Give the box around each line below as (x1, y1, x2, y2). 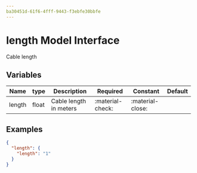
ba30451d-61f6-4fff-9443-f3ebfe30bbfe (6, 8, 101, 15)
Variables (6, 70, 42, 79)
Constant (133, 87, 159, 95)
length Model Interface (6, 33, 120, 47)
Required (97, 87, 123, 95)
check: (94, 105, 113, 113)
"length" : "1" (16, 150, 51, 157)
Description (53, 87, 87, 95)
